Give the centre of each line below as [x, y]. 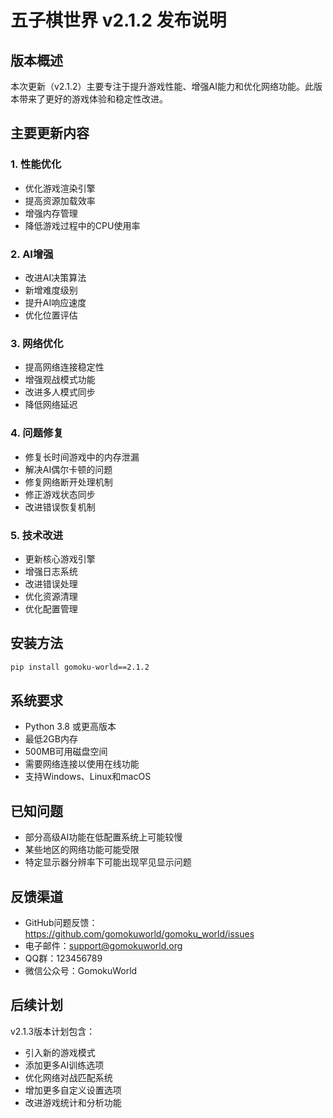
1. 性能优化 [36, 164]
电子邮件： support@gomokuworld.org [103, 945]
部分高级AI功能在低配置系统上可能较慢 [103, 837]
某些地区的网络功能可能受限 [82, 850]
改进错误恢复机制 [60, 507]
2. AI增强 [32, 254]
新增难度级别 [51, 290]
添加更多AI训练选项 [64, 1065]
